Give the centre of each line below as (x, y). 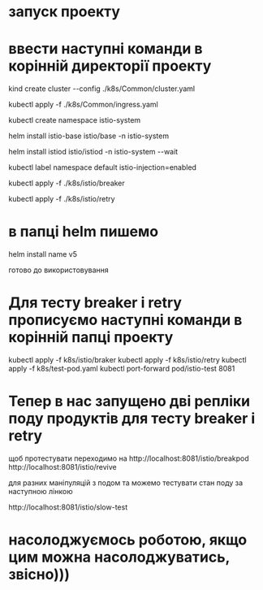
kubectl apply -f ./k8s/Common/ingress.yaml (83, 105)
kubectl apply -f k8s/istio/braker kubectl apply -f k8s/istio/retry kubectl (127, 360)
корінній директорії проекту (110, 66)
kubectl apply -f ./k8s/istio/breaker (67, 183)
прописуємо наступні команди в (125, 320)
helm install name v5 (43, 254)
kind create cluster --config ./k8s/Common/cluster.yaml (102, 89)
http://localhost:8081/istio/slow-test (68, 507)
